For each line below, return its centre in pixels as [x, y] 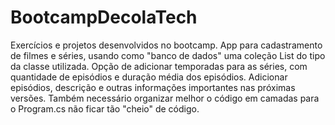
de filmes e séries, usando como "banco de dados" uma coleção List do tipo [168, 55]
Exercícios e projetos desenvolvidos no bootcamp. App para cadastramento [166, 45]
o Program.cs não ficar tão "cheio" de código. [105, 108]
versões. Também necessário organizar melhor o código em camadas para [165, 98]
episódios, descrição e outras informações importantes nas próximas [153, 87]
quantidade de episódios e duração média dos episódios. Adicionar [149, 77]
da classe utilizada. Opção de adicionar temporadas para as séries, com [159, 66]
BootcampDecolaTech [104, 17]
